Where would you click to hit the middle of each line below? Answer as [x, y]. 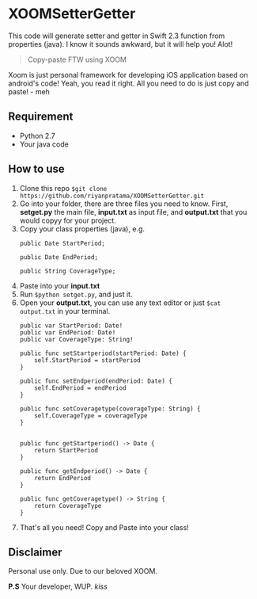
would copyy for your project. [68, 220]
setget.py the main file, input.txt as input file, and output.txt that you [133, 212]
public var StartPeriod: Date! [71, 326]
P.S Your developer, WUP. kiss [58, 586]
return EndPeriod [62, 478]
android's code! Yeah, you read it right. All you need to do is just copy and [128, 83]
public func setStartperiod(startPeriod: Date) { [103, 353]
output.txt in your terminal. [65, 311]
